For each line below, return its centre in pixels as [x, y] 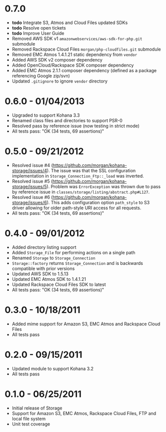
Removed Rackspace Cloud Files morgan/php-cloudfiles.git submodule [86, 49]
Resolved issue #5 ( [32, 181]
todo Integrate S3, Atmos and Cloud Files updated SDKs [70, 23]
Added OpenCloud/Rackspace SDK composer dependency [73, 65]
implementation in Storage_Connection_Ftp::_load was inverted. [78, 176]
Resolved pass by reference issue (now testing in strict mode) [75, 126]
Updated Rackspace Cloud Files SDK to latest [59, 284]
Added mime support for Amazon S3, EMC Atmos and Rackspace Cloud [86, 324]
